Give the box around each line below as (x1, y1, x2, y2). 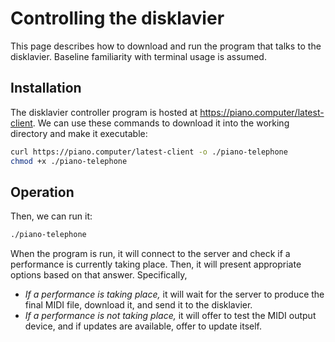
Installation (10, 80, 82, 97)
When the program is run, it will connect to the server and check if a (10, 248, 291, 260)
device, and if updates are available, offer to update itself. (24, 320, 263, 332)
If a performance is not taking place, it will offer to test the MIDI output (24, 310, 317, 322)
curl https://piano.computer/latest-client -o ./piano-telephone (10, 147, 288, 157)
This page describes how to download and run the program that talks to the (10, 40, 322, 52)
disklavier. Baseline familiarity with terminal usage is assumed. (10, 50, 267, 62)
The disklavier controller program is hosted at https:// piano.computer (10, 106, 295, 118)
